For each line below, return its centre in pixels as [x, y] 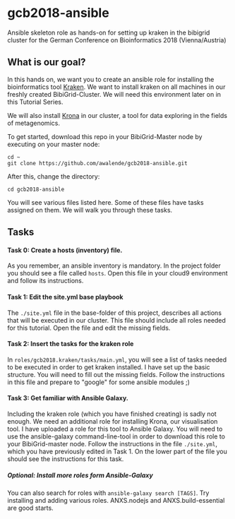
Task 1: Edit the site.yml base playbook [65, 297]
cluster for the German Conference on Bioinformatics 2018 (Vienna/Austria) [117, 40]
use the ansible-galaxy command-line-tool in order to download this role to [116, 436]
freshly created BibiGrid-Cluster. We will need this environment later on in [114, 94]
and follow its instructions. [46, 281]
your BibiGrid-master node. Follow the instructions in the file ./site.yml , [112, 443]
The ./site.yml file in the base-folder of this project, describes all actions [115, 313]
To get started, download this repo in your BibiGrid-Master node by [105, 136]
